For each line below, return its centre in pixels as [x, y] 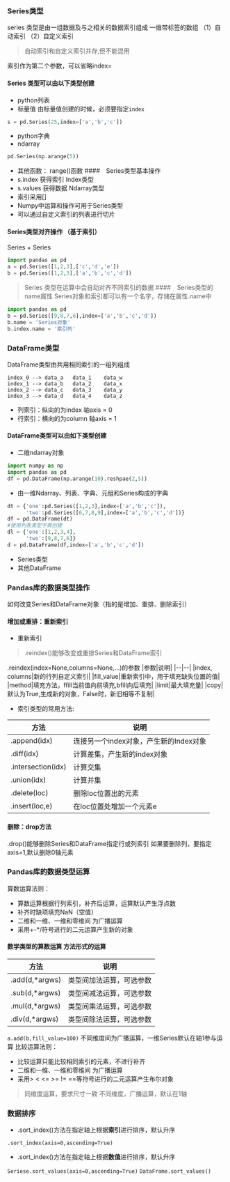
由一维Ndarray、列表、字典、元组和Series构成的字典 [93, 493]
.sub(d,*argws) [36, 993]
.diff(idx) [25, 754]
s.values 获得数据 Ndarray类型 [61, 188]
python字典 [33, 136]
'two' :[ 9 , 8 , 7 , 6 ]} [51, 539]
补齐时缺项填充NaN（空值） [57, 912]
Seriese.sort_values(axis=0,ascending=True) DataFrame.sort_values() [109, 1172]
